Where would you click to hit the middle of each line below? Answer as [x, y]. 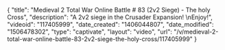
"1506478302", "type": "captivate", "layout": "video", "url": [90, 32]
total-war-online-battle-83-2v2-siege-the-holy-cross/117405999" [100, 39]
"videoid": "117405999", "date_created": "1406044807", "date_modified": [110, 24]
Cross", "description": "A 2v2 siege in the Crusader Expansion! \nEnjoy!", [110, 17]
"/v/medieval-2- [196, 32]
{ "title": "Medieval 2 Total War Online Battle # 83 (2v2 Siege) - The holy [109, 10]
